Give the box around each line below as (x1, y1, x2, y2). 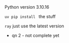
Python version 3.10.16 (4, 4, 49, 10)
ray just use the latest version (4, 23, 64, 29)
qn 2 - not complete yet (11, 33, 60, 38)
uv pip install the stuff (4, 14, 56, 19)
